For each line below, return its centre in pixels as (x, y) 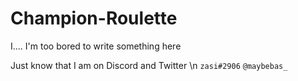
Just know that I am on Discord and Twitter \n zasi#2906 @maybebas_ (149, 65)
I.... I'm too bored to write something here (96, 46)
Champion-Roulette (94, 18)
